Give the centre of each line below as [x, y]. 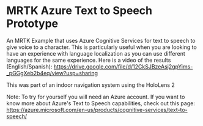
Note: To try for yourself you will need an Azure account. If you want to [96, 97]
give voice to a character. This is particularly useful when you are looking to [102, 47]
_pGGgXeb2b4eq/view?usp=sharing [52, 73]
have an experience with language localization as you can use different [96, 53]
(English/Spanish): [29, 66]
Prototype [32, 24]
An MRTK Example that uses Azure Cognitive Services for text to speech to [101, 40]
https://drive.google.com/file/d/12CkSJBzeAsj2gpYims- [123, 66]
